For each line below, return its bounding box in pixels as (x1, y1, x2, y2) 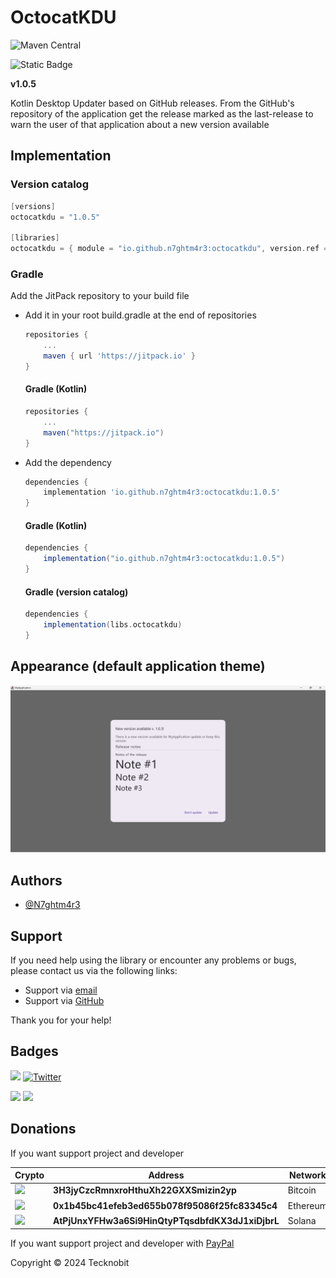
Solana (287, 1214, 317, 1226)
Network (289, 1169, 327, 1181)
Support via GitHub (24, 994, 105, 1006)
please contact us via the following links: (10, 964, 178, 976)
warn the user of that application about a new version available (10, 118, 270, 130)
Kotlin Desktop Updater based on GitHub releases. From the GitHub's (10, 97, 295, 109)
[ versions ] (10, 201, 56, 211)
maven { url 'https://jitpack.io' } (43, 351, 196, 361)
